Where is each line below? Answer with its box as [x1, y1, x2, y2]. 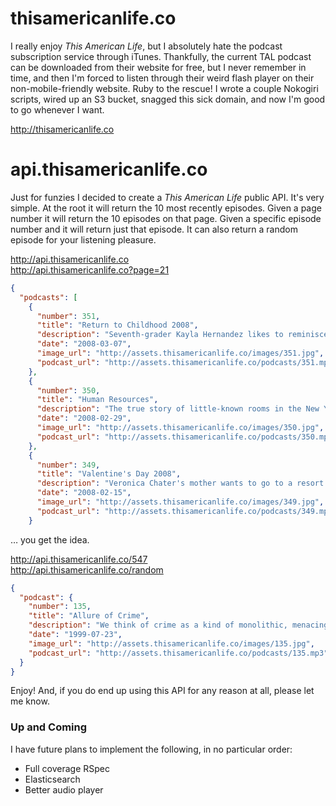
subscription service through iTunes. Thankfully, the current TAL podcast [10, 50, 312, 62]
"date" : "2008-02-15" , [36, 488, 132, 498]
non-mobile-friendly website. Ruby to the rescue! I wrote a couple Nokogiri [10, 82, 319, 94]
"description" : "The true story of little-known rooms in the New [36, 404, 320, 414]
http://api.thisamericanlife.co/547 [10, 553, 148, 565]
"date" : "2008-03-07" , [36, 339, 132, 349]
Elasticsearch [24, 773, 81, 785]
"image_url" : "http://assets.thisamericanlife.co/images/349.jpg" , [36, 497, 325, 507]
